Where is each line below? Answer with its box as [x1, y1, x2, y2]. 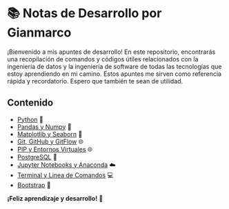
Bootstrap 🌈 [17, 181, 51, 189]
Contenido [7, 97, 54, 109]
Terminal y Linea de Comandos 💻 [17, 170, 114, 179]
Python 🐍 [17, 115, 43, 123]
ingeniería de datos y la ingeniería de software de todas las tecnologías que [7, 62, 222, 70]
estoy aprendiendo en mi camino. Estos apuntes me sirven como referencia [7, 70, 222, 78]
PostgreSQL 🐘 [17, 152, 57, 161]
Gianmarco [7, 25, 72, 41]
